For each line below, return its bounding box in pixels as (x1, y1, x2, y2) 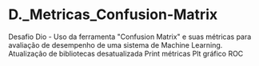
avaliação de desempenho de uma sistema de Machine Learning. (8, 40, 223, 49)
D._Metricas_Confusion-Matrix (8, 6, 218, 24)
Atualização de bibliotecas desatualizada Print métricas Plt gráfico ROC (8, 49, 244, 58)
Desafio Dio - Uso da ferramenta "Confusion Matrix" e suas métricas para (8, 32, 252, 41)
